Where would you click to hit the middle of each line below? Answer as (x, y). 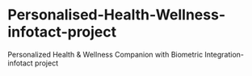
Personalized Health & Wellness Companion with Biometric (105, 54)
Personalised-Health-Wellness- (117, 15)
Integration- (224, 54)
